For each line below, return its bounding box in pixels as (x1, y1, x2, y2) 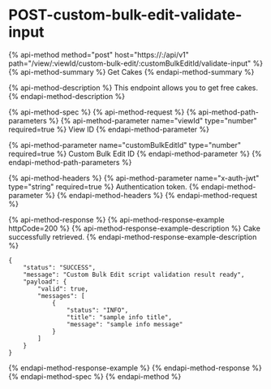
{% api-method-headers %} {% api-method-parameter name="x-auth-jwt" (8, 173, 260, 183)
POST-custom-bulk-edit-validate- (8, 6, 243, 24)
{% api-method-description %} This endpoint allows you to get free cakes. (8, 83, 258, 93)
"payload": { (23, 278, 67, 286)
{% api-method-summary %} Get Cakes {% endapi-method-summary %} (8, 67, 255, 76)
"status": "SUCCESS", (23, 263, 96, 271)
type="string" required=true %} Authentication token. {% (8, 181, 200, 192)
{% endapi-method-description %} (8, 91, 126, 101)
